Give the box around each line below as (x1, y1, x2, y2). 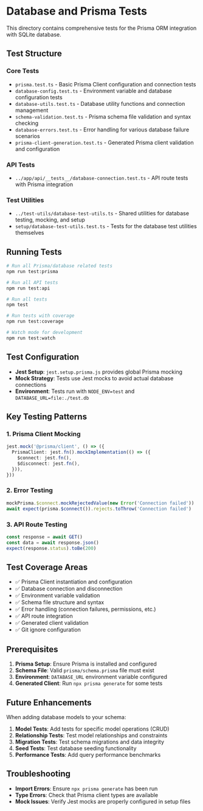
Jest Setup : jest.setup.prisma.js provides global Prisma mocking (15, 368, 182, 375)
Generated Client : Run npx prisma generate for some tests (15, 680, 163, 687)
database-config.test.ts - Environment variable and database (15, 87, 172, 94)
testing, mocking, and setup (15, 216, 85, 223)
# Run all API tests (6, 279, 59, 285)
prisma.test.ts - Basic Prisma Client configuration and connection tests (15, 80, 196, 88)
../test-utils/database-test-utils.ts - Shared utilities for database (15, 210, 190, 217)
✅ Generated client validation (15, 619, 89, 627)
